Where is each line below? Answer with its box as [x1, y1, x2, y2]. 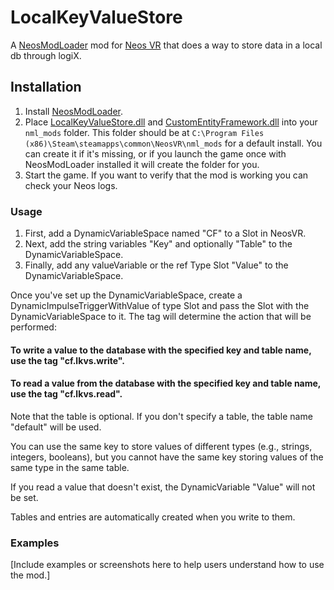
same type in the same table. [10, 461, 130, 473]
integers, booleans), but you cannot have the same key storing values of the [10, 451, 324, 463]
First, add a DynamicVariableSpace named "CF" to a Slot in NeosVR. [24, 227, 307, 240]
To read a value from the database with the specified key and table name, [10, 377, 322, 390]
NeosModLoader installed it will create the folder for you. [24, 158, 260, 170]
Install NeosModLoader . [24, 105, 124, 117]
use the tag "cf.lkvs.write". [10, 354, 125, 366]
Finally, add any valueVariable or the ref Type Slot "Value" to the [24, 259, 289, 271]
